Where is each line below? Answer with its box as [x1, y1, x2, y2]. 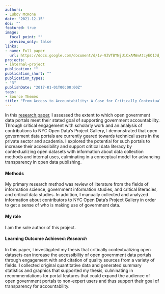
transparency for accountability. [5, 283, 70, 289]
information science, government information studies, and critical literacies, [5, 186, 158, 192]
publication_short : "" [5, 71, 52, 76]
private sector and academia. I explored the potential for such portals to [5, 138, 150, 144]
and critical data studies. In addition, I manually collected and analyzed [5, 192, 148, 198]
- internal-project [5, 62, 45, 67]
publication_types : [5, 76, 45, 81]
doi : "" [5, 21, 21, 26]
